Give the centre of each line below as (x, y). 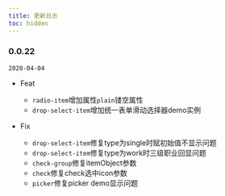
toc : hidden (28, 23)
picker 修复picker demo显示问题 (85, 183)
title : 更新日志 (33, 16)
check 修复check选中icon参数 (79, 173)
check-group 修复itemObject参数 (84, 163)
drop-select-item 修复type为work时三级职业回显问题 (119, 152)
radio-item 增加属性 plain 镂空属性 (87, 100)
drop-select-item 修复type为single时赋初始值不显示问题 (124, 143)
